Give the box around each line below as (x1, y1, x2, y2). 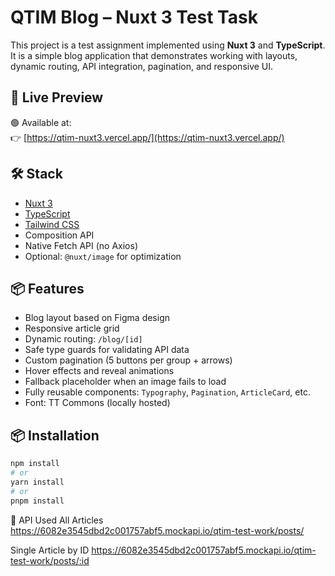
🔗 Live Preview (10, 89, 104, 106)
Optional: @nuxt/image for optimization (24, 250, 182, 262)
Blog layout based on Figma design (24, 312, 171, 324)
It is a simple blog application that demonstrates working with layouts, (10, 49, 298, 61)
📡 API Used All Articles (10, 514, 104, 526)
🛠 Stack (10, 166, 63, 183)
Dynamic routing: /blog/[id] (24, 333, 143, 345)
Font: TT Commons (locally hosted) (24, 397, 171, 409)
